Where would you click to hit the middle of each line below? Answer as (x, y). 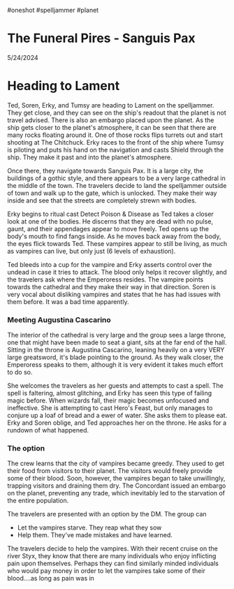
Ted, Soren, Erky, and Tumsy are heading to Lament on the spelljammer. (111, 105)
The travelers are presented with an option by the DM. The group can (107, 514)
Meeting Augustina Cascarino (59, 319)
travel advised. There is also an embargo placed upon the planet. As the (111, 120)
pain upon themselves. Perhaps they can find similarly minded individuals (113, 563)
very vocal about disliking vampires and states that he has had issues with (114, 294)
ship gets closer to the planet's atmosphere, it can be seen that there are (112, 127)
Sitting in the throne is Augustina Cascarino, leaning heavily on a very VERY (116, 350)
